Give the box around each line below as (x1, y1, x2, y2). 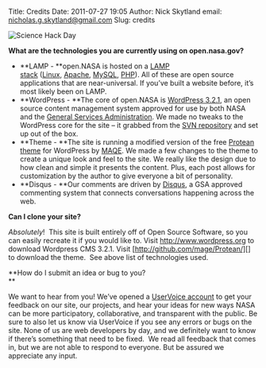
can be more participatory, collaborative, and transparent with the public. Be (8, 309, 258, 318)
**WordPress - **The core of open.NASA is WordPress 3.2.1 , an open (19, 95, 251, 104)
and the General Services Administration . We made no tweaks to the (19, 112, 244, 122)
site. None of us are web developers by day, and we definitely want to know (8, 326, 256, 335)
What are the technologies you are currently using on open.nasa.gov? (8, 46, 245, 55)
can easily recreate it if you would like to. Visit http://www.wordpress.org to (8, 236, 255, 245)
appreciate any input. (8, 351, 78, 360)
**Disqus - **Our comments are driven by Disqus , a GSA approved (19, 180, 243, 189)
